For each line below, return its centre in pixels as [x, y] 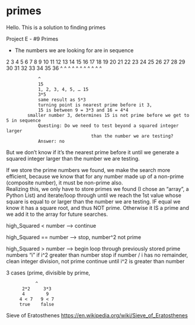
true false [37, 304]
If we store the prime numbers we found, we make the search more [88, 170]
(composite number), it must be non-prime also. [65, 183]
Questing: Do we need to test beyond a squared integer [108, 126]
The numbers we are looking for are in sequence [74, 50]
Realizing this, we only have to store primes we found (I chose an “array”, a [97, 189]
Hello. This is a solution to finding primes [56, 27]
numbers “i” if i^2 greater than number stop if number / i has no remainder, [97, 255]
